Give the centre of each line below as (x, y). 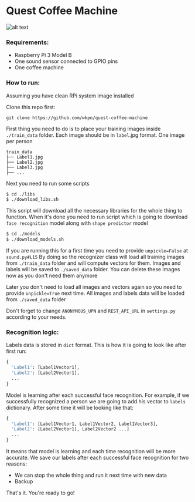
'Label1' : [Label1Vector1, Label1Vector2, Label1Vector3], (85, 424)
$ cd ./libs (20, 194)
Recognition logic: (32, 332)
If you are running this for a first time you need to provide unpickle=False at (97, 251)
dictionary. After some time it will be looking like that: (70, 407)
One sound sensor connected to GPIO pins (66, 61)
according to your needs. (36, 317)
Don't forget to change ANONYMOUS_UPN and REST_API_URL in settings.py (91, 311)
